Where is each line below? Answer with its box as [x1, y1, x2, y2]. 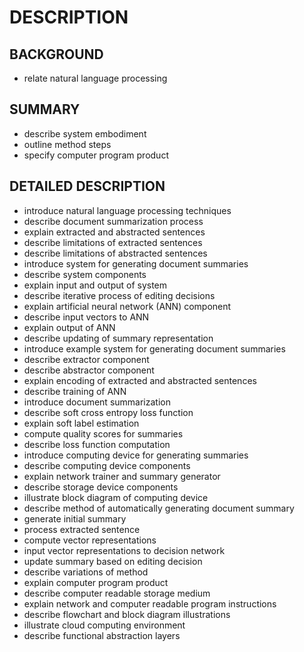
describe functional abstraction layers [23, 629, 181, 641]
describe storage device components [23, 481, 179, 493]
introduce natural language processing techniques [23, 204, 232, 216]
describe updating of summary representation [23, 332, 214, 344]
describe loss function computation [23, 438, 171, 450]
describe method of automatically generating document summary [23, 502, 295, 514]
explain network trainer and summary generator [23, 470, 221, 482]
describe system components [23, 268, 147, 280]
